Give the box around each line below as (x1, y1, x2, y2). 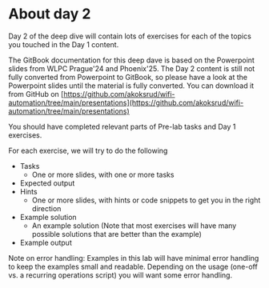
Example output (19, 238, 72, 247)
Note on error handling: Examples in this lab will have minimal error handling (8, 253, 259, 262)
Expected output (19, 178, 75, 188)
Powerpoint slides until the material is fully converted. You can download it (8, 81, 255, 90)
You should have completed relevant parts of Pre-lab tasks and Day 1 (8, 122, 236, 131)
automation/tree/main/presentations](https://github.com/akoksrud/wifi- (8, 98, 244, 107)
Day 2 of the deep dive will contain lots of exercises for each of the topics (8, 31, 252, 41)
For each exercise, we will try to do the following (8, 146, 168, 155)
